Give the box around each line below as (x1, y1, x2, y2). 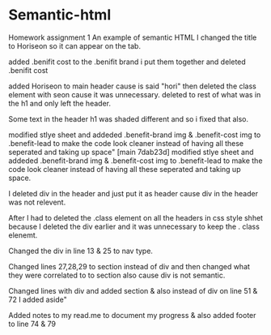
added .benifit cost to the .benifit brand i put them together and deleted (8, 57, 247, 67)
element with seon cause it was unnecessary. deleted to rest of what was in (8, 89, 261, 99)
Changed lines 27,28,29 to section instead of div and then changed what (8, 261, 251, 271)
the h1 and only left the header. (8, 98, 112, 108)
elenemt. (8, 230, 38, 240)
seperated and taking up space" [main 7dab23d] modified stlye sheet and (8, 147, 254, 157)
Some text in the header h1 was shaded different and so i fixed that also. (8, 114, 249, 123)
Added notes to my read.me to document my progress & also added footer (8, 310, 256, 320)
